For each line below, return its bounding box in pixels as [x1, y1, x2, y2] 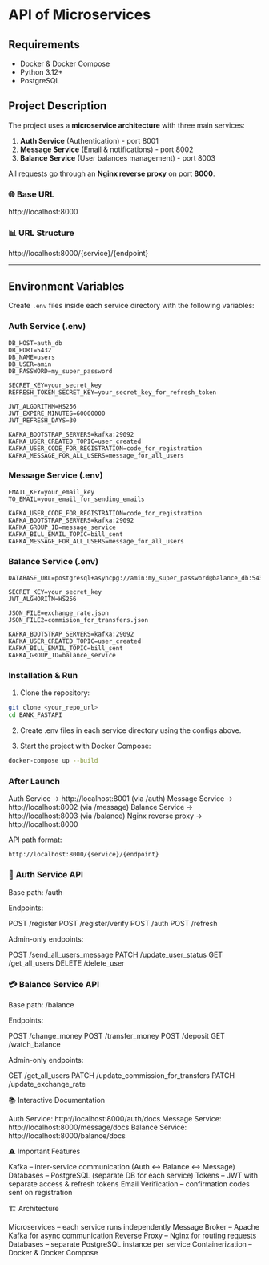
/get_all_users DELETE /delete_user [8, 958, 125, 968]
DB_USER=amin [8, 360, 52, 368]
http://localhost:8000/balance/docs [8, 1130, 126, 1141]
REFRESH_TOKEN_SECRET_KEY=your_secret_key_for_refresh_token [8, 388, 217, 397]
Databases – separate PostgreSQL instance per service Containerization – [8, 1239, 252, 1249]
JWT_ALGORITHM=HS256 [8, 402, 78, 410]
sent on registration [8, 1187, 73, 1197]
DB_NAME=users [8, 353, 56, 361]
